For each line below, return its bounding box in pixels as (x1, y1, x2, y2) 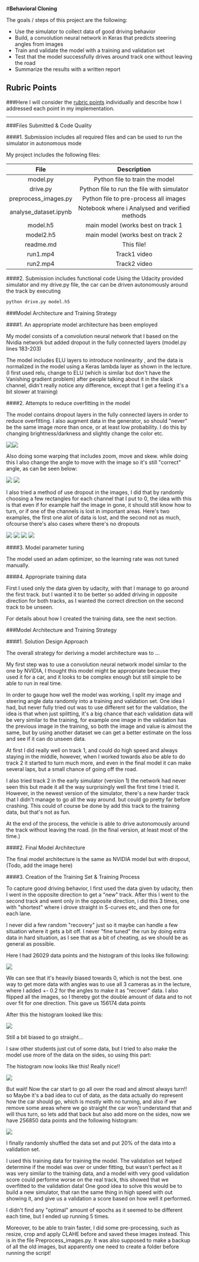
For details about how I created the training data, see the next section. (6, 615, 177, 622)
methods (121, 211, 147, 220)
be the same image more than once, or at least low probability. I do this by (6, 423, 187, 431)
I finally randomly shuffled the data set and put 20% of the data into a (6, 1139, 176, 1147)
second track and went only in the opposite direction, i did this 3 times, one (6, 897, 190, 904)
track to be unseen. (6, 603, 54, 611)
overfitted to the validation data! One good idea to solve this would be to (6, 1182, 182, 1189)
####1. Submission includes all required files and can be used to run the (6, 133, 182, 140)
